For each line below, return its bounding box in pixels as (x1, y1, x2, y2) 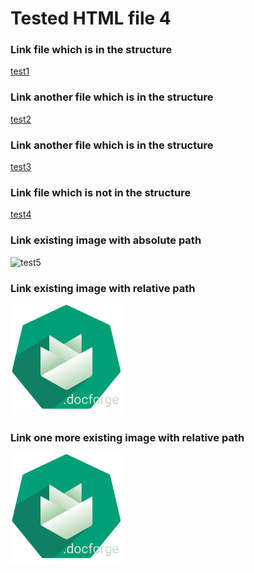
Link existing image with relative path (10, 281, 196, 295)
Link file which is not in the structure (10, 186, 192, 199)
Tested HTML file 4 (10, 7, 172, 30)
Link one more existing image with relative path (10, 430, 245, 444)
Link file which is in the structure (10, 43, 173, 57)
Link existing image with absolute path (10, 233, 202, 247)
